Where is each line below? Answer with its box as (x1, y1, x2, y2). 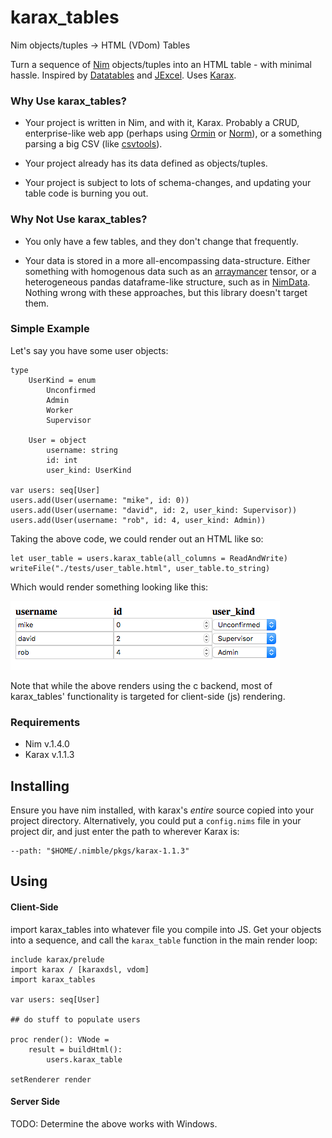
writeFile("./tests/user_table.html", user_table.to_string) (10, 563, 271, 573)
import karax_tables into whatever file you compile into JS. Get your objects (10, 923, 322, 935)
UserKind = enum (28, 375, 97, 385)
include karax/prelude (10, 954, 105, 965)
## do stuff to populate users (10, 1014, 141, 1025)
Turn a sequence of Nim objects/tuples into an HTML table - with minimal (10, 58, 312, 70)
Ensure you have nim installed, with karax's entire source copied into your (10, 804, 315, 816)
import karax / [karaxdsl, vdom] (10, 964, 150, 975)
